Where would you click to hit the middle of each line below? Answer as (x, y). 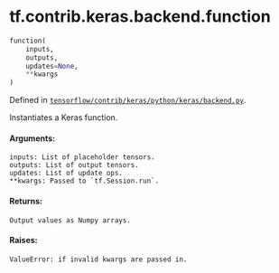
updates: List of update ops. (66, 174)
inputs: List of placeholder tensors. (82, 157)
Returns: (26, 201)
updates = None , (52, 66)
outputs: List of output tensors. (74, 165)
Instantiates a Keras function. (64, 118)
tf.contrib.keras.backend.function (140, 17)
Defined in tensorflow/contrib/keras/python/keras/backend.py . (128, 100)
